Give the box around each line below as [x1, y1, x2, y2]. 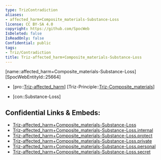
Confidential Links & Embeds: [5, 108, 101, 117]
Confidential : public [5, 41, 51, 46]
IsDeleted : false [5, 31, 42, 36]
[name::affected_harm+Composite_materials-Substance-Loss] [5, 69, 136, 75]
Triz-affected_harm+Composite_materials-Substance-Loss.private [12, 138, 152, 144]
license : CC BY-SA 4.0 [5, 21, 53, 27]
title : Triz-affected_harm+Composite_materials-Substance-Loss [5, 54, 142, 60]
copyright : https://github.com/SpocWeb [5, 26, 90, 31]
